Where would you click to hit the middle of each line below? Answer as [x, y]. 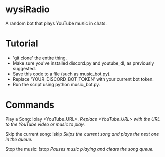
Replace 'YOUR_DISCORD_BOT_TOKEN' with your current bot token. [83, 79]
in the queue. [19, 139]
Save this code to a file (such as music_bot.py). [61, 74]
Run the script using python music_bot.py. [56, 84]
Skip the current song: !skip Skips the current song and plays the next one [82, 134]
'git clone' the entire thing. [40, 58]
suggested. [24, 68]
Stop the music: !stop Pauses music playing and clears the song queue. [80, 149]
